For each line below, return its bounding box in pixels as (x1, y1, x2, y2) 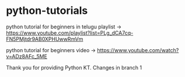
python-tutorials (6, 4, 88, 17)
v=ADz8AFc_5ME (6, 53, 48, 60)
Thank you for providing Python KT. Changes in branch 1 (6, 64, 142, 71)
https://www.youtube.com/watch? (97, 46, 179, 53)
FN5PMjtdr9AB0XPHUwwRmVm (6, 35, 83, 42)
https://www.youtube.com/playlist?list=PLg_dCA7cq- (6, 29, 134, 36)
